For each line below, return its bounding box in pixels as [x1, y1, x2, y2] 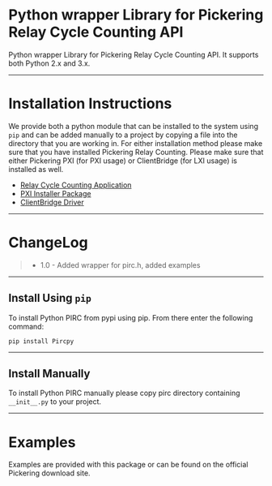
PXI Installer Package [19, 188, 91, 198]
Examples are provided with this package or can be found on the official [8, 460, 249, 470]
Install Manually [8, 367, 91, 381]
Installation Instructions [8, 95, 172, 113]
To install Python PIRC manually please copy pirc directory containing [8, 388, 240, 398]
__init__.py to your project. [8, 397, 102, 406]
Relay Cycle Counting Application [19, 180, 132, 190]
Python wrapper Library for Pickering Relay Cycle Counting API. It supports [8, 49, 259, 59]
